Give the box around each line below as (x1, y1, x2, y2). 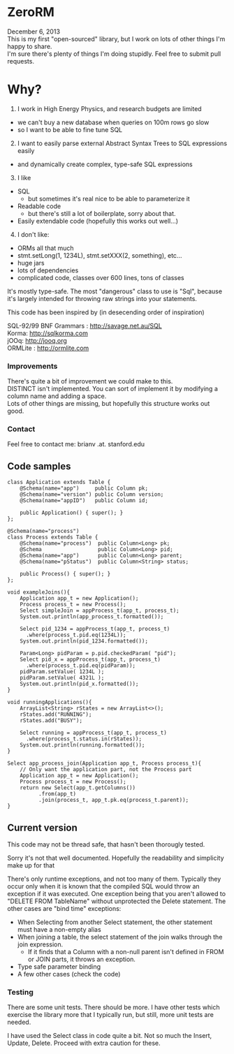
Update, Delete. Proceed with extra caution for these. (7, 1039, 161, 1048)
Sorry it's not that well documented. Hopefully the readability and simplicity (7, 854, 225, 863)
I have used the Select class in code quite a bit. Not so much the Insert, (7, 1032, 212, 1040)
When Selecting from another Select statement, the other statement (17, 918, 213, 926)
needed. (7, 1018, 31, 1027)
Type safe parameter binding (17, 962, 101, 971)
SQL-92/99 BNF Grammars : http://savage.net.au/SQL (7, 321, 162, 330)
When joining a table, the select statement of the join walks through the (17, 933, 223, 942)
